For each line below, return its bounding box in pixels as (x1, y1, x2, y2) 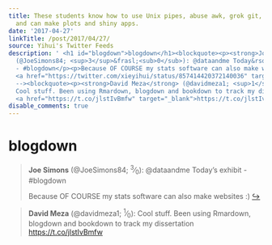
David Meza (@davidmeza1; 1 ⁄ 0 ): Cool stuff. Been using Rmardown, (28, 207, 251, 219)
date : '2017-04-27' (8, 27, 74, 35)
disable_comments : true (8, 102, 89, 110)
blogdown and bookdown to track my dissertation (28, 218, 194, 228)
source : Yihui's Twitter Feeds (8, 42, 114, 50)
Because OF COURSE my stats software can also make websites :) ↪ (28, 191, 261, 201)
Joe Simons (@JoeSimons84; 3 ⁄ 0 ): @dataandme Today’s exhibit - (28, 163, 248, 176)
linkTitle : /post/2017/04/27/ (8, 34, 111, 43)
